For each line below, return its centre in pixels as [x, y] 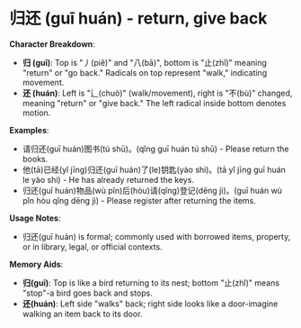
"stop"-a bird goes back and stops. [87, 293]
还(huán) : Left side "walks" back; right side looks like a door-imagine [150, 304]
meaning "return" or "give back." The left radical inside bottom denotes [154, 103]
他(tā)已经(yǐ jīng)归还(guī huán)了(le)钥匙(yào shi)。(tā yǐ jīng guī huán [154, 169]
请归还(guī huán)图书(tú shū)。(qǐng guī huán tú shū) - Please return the [155, 149]
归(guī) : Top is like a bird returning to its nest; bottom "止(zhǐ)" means [151, 282]
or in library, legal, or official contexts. [93, 246]
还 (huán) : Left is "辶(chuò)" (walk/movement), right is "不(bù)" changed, [157, 93]
